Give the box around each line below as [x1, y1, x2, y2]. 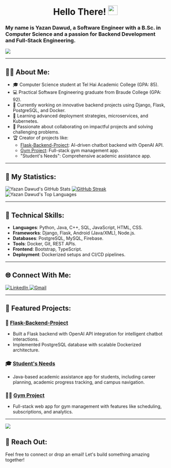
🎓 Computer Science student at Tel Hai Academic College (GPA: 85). [12, 81, 159, 88]
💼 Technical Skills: [5, 211, 65, 219]
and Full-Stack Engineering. [5, 37, 76, 44]
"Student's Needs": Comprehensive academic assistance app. [20, 153, 151, 159]
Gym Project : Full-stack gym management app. [20, 148, 120, 154]
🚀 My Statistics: [5, 172, 56, 181]
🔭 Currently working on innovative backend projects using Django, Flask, [12, 102, 165, 108]
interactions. [12, 336, 39, 342]
